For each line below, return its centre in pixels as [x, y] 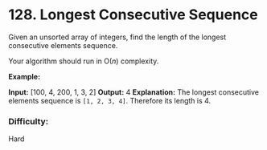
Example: [25, 76]
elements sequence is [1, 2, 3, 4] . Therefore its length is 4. [110, 100]
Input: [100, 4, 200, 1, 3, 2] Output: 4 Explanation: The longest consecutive [134, 92]
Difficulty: [29, 121]
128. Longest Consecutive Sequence [133, 15]
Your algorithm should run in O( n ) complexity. [84, 61]
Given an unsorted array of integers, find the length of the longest [117, 37]
